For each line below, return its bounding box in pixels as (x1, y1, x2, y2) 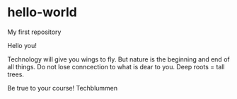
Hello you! (7, 41, 37, 49)
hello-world (7, 4, 78, 21)
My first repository (7, 28, 62, 36)
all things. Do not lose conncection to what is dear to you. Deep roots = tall (7, 62, 225, 71)
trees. (7, 70, 25, 78)
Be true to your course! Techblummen (7, 83, 118, 92)
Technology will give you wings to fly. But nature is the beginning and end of (7, 54, 230, 64)
